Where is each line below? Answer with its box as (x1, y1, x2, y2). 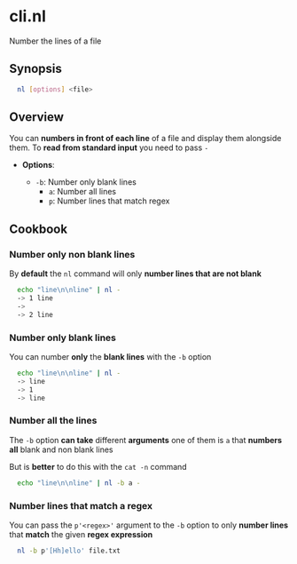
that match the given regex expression (9, 528, 153, 539)
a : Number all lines (48, 187, 117, 197)
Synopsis (9, 61, 62, 76)
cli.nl (9, 6, 47, 27)
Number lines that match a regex (9, 499, 153, 512)
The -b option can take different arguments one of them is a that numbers (9, 434, 282, 445)
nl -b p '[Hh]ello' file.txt (17, 546, 121, 555)
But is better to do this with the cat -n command (9, 461, 188, 472)
